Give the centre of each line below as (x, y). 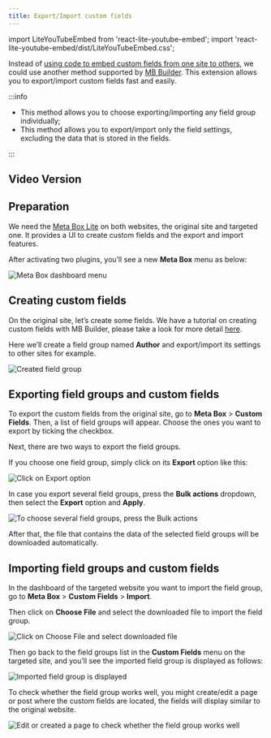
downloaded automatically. (54, 543)
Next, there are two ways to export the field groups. (95, 447)
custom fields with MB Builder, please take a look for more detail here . (125, 329)
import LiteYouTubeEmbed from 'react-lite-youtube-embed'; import (121, 39)
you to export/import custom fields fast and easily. (92, 80)
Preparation (39, 207)
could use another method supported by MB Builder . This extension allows (133, 72)
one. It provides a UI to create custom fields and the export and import (126, 235)
